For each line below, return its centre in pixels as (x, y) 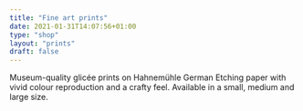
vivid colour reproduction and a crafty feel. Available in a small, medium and (152, 87)
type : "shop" (34, 35)
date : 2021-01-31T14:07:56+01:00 (73, 26)
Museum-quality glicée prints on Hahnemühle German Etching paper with (148, 77)
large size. (29, 97)
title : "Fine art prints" (58, 18)
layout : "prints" (42, 43)
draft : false (34, 52)
